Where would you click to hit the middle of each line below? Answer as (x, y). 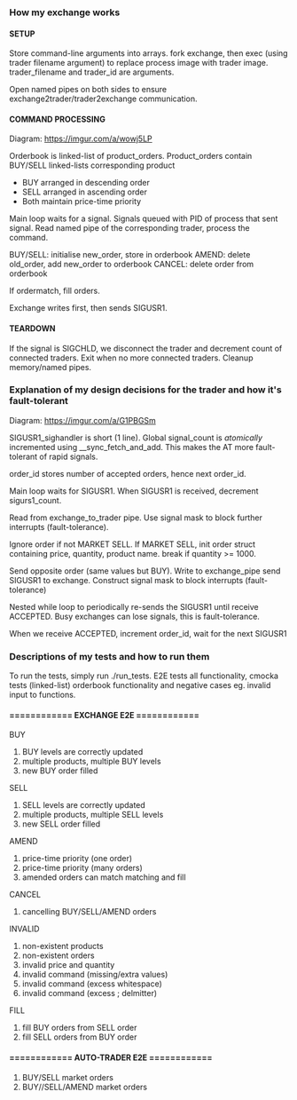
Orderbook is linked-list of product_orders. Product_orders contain (131, 156)
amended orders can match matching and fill (104, 877)
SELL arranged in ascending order (85, 192)
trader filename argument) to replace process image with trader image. (139, 63)
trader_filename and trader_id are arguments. (92, 72)
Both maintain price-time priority (82, 202)
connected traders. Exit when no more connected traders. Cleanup (131, 358)
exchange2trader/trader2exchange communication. (103, 99)
